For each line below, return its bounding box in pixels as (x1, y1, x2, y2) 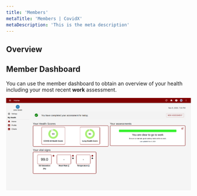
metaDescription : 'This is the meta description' (6, 22, 130, 28)
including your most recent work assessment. (6, 86, 117, 93)
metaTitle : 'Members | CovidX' (6, 15, 83, 22)
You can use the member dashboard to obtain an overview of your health (6, 80, 183, 87)
